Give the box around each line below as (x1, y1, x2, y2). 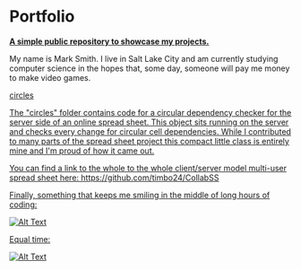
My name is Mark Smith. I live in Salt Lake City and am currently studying (9, 53, 279, 64)
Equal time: (9, 233, 51, 244)
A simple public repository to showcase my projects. (9, 36, 210, 47)
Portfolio (9, 6, 75, 27)
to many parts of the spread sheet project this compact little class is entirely (9, 135, 289, 146)
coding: (9, 199, 38, 210)
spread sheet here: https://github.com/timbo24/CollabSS (9, 172, 219, 183)
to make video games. (9, 72, 91, 83)
